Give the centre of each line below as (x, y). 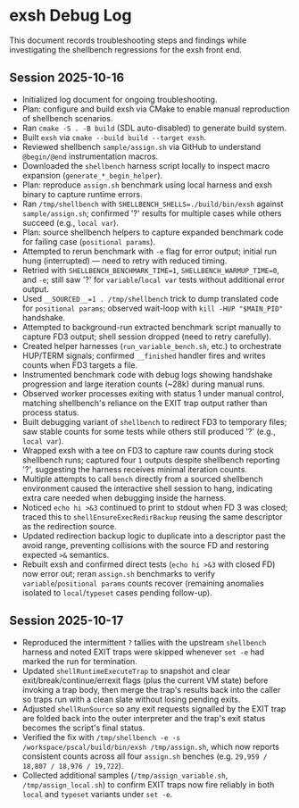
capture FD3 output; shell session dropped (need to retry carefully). (147, 337)
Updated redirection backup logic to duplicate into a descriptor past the (154, 536)
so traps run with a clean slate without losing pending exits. (131, 699)
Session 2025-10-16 (67, 78)
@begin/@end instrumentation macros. (90, 156)
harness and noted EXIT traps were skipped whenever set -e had (143, 652)
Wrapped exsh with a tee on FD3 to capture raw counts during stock (148, 450)
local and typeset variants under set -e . (97, 794)
